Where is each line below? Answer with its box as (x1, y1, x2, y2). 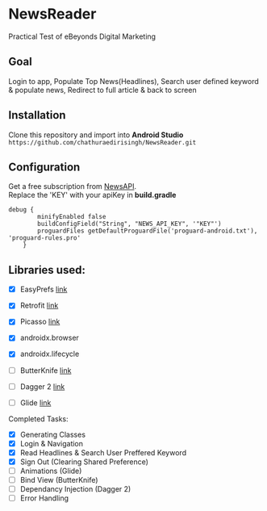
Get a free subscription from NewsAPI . (8, 182, 137, 191)
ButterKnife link (19, 365, 72, 375)
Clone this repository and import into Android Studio (8, 130, 184, 140)
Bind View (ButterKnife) (19, 475, 98, 484)
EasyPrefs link (19, 284, 68, 295)
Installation (8, 108, 66, 122)
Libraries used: (8, 263, 86, 277)
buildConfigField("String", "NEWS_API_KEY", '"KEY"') (37, 220, 222, 228)
